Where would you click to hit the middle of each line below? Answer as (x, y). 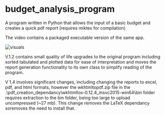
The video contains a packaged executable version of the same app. (75, 38)
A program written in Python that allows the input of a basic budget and (78, 23)
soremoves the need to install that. (40, 108)
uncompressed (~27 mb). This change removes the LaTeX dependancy (77, 103)
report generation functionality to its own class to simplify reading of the (79, 67)
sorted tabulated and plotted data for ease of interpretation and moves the (81, 62)
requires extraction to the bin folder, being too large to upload (68, 98)
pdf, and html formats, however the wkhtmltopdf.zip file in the (68, 87)
